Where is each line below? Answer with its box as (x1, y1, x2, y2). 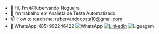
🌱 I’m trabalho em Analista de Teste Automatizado (10, 10, 116, 16)
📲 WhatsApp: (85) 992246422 (10, 23, 74, 29)
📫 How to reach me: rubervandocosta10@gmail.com (10, 16, 122, 22)
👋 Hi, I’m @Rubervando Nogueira (10, 5, 81, 11)
